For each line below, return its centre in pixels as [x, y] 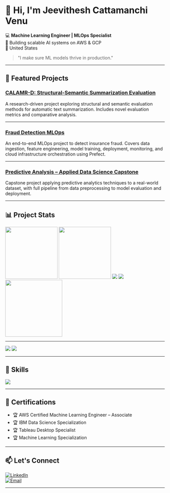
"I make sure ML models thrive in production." [65, 58]
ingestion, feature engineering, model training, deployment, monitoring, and [84, 149]
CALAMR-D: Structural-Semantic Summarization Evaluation [80, 93]
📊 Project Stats [30, 215]
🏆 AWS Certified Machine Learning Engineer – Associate [72, 415]
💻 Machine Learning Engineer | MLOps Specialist [58, 35]
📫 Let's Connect [32, 461]
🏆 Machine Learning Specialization [50, 437]
